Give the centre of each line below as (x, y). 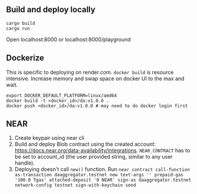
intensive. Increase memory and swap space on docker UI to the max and (95, 78)
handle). (25, 163)
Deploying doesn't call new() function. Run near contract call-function (102, 169)
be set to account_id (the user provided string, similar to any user (94, 157)
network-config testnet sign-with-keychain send (75, 185)
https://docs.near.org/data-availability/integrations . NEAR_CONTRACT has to (102, 150)
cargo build (21, 23)
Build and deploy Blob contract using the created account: (85, 144)
